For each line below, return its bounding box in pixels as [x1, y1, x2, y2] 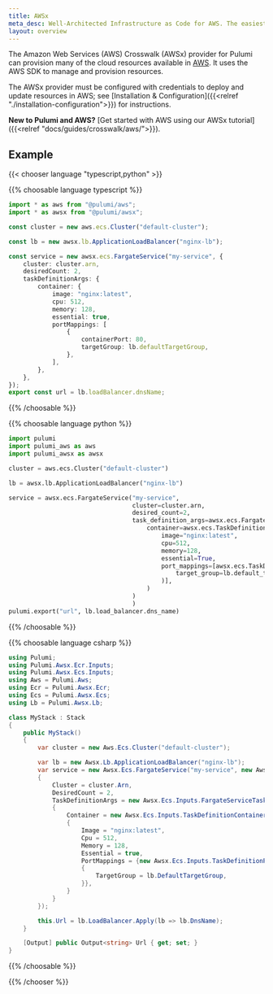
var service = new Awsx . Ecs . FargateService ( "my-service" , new [37, 766, 253, 774]
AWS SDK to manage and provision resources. [8, 67, 164, 76]
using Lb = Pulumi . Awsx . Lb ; [8, 699, 104, 707]
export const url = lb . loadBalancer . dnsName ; [8, 388, 165, 397]
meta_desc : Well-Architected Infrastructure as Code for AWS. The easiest [8, 20, 267, 28]
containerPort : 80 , [80, 335, 148, 344]
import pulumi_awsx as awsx [8, 450, 104, 458]
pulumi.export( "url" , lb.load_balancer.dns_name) [8, 607, 180, 615]
